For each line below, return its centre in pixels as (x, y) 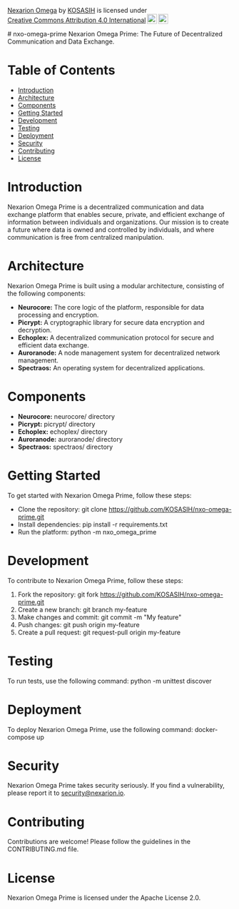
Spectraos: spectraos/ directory (65, 447)
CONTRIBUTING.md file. (43, 849)
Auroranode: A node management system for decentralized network (119, 352)
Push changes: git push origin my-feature (79, 624)
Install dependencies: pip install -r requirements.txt (92, 524)
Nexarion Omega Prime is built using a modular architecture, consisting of (116, 285)
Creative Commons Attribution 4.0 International (77, 20)
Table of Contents (61, 70)
